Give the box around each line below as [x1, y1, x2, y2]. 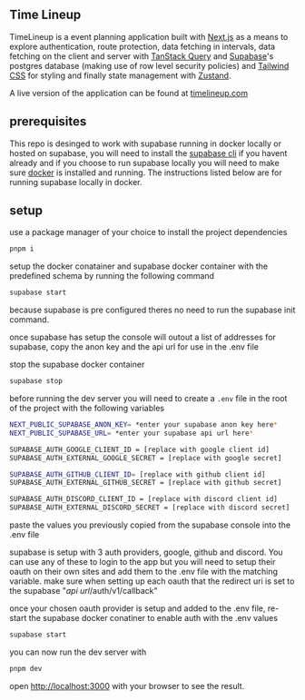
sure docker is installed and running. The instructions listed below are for [9, 167, 283, 178]
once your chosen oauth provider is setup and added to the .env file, [9, 603, 266, 614]
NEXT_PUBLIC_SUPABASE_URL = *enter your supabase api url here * [9, 429, 254, 438]
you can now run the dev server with [9, 646, 147, 657]
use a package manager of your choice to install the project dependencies [9, 227, 288, 238]
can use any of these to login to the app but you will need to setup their [9, 557, 276, 567]
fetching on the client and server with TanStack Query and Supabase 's [9, 50, 274, 62]
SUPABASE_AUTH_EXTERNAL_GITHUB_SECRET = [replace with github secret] [9, 478, 282, 488]
